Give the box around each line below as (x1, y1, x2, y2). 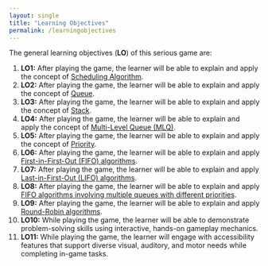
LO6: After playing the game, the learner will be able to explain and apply (20, 148, 260, 157)
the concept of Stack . (20, 106, 92, 115)
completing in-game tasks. (20, 249, 109, 259)
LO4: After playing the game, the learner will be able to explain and (20, 114, 241, 124)
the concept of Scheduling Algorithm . (20, 72, 144, 82)
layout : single (9, 11, 60, 20)
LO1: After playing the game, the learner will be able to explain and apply (20, 64, 258, 73)
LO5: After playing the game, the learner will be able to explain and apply (20, 131, 260, 141)
